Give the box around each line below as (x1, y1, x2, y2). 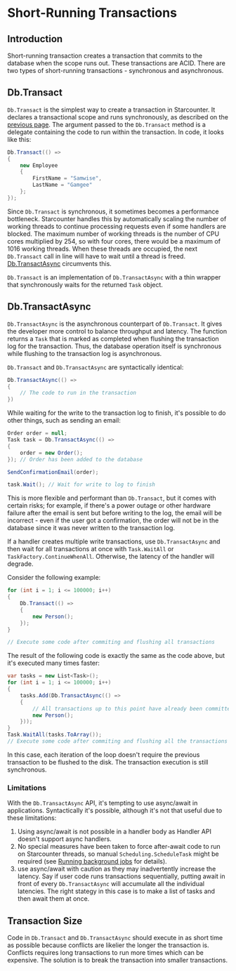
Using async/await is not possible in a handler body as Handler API (17, 827, 212, 836)
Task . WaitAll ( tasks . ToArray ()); (7, 732, 102, 739)
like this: (7, 135, 32, 143)
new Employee (20, 161, 58, 169)
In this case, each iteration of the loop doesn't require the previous (7, 750, 200, 759)
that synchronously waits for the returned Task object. (7, 280, 164, 289)
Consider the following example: (7, 574, 101, 582)
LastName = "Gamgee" (32, 181, 93, 189)
